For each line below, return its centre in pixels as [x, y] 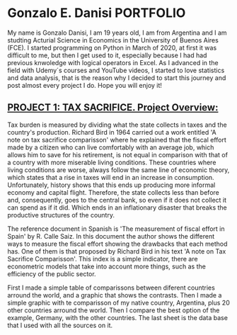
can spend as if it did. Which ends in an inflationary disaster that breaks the [117, 208]
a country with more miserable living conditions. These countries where [112, 162]
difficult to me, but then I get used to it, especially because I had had [107, 55]
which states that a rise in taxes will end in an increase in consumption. [111, 177]
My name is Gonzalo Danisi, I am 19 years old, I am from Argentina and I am [117, 33]
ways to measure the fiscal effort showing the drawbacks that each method [117, 244]
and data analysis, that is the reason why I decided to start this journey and [117, 78]
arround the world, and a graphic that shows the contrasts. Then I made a [115, 295]
